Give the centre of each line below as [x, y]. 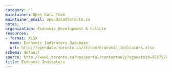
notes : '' [16, 24]
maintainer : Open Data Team [35, 15]
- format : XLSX [21, 39]
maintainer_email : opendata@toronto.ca [48, 19]
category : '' [19, 10]
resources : [17, 33]
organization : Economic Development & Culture [56, 29]
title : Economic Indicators [35, 62]
